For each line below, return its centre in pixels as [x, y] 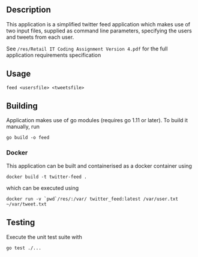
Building [22, 106]
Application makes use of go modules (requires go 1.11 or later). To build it [97, 120]
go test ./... [24, 248]
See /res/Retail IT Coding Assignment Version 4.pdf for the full [87, 49]
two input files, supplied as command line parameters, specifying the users [99, 31]
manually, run [23, 127]
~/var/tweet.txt [26, 204]
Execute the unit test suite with [44, 237]
